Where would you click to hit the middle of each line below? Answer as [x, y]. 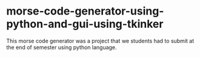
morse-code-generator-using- [85, 11]
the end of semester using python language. [62, 47]
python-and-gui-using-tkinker [85, 24]
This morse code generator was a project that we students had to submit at [100, 41]
